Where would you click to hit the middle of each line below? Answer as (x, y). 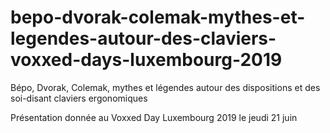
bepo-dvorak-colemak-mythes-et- (158, 17)
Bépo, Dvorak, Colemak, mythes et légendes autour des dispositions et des (165, 87)
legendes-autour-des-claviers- (143, 38)
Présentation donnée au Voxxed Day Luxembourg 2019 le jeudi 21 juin (154, 117)
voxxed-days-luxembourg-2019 (146, 60)
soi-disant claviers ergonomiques (79, 98)
